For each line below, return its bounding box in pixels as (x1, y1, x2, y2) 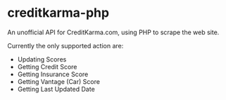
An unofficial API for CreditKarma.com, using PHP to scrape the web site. (7, 28, 220, 36)
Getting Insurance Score (17, 70, 89, 78)
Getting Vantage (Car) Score (17, 77, 101, 85)
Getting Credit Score (17, 62, 77, 71)
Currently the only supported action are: (7, 41, 124, 50)
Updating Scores (17, 55, 67, 64)
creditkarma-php (7, 5, 110, 21)
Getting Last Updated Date (17, 85, 95, 93)
